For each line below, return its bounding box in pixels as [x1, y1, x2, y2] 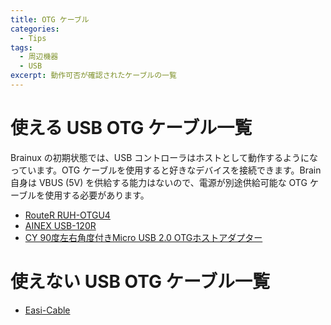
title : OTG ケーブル [10, 14, 90, 25]
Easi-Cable [24, 304, 71, 316]
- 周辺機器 [19, 52, 59, 62]
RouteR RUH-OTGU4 [24, 209, 111, 221]
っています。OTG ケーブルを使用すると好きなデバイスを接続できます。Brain [10, 164, 322, 176]
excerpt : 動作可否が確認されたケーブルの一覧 [10, 71, 177, 81]
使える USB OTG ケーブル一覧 [10, 117, 253, 140]
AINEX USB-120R [24, 219, 97, 231]
